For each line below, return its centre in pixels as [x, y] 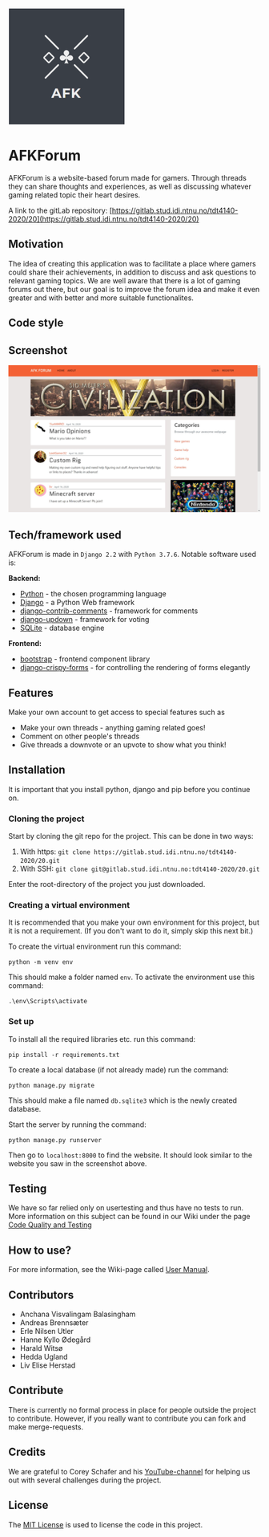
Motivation [36, 244]
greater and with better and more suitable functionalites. [101, 298]
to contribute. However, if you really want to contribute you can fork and [127, 1418]
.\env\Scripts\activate [48, 1002]
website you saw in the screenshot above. [78, 1163]
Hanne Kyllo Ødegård [55, 1340]
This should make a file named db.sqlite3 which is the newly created [123, 1100]
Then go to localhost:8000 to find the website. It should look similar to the [130, 1155]
